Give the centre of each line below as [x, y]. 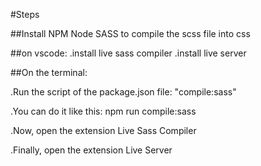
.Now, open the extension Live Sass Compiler [103, 130]
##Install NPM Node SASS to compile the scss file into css [130, 33]
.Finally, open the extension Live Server [91, 150]
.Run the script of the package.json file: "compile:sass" [123, 92]
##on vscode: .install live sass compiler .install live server [128, 53]
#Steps [25, 14]
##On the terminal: [49, 72]
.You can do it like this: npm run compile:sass [103, 111]
